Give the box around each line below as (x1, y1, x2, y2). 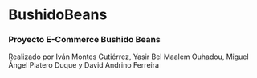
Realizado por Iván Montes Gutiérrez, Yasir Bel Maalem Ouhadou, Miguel (8, 52, 249, 61)
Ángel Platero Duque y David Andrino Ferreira (8, 60, 159, 70)
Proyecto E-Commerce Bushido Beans (8, 34, 161, 45)
